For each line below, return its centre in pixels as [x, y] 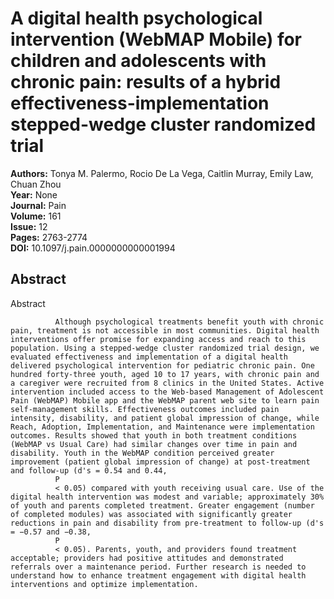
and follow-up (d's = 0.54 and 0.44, [89, 470]
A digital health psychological [136, 18]
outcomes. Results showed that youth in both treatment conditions [154, 435]
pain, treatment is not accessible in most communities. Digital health [165, 330]
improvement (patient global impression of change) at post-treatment [160, 462]
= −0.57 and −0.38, [51, 532]
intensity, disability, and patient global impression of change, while [165, 418]
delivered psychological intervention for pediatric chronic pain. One [162, 365]
